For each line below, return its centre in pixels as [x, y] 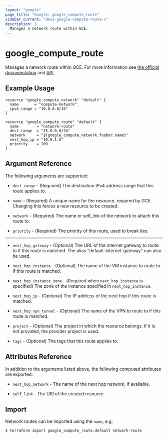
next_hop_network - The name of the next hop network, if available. [81, 384]
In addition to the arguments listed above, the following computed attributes [83, 369]
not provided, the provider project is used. [56, 331]
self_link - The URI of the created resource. [58, 394]
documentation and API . [30, 73]
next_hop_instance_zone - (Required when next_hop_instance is [78, 281]
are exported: [19, 374]
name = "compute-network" [43, 104]
